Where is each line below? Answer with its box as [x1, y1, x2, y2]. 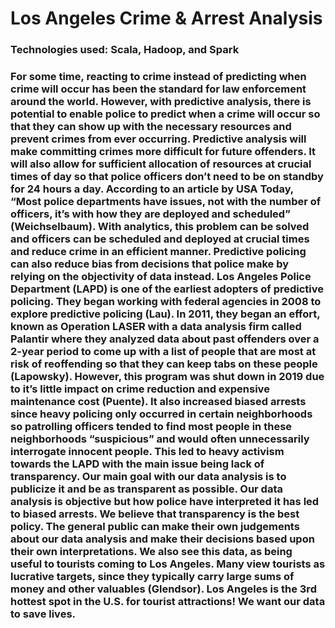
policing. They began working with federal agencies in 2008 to [10, 295, 322, 309]
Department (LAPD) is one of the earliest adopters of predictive [10, 282, 325, 296]
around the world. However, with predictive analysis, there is [10, 95, 312, 109]
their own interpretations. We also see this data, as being [10, 545, 293, 559]
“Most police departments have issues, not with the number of [10, 195, 322, 209]
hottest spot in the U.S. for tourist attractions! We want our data [10, 595, 326, 609]
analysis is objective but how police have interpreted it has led [10, 495, 320, 509]
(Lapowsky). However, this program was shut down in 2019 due [10, 370, 325, 384]
